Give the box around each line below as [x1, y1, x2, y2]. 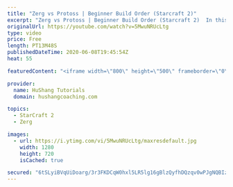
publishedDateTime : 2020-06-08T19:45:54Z [7, 49, 129, 56]
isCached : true [19, 157, 64, 163]
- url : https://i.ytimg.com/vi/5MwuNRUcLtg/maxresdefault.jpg [13, 137, 197, 144]
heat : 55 [7, 55, 33, 62]
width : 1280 [19, 143, 54, 151]
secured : [7, 169, 33, 177]
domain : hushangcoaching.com [13, 93, 98, 100]
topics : [7, 105, 30, 113]
